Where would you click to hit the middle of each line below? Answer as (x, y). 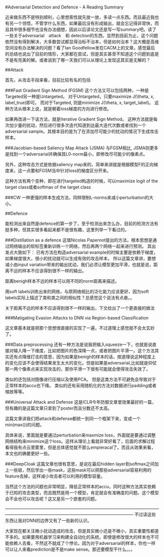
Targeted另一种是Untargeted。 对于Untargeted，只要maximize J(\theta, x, (80, 97)
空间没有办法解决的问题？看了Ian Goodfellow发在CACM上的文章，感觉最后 (80, 48)
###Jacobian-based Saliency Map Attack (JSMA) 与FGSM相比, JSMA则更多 (82, 148)
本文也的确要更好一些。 (29, 453)
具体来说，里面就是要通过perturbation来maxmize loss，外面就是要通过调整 (81, 435)
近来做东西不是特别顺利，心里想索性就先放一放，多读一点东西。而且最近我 (80, 17)
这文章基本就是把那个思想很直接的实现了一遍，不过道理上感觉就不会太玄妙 (80, 328)
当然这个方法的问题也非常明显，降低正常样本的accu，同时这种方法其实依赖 (81, 486)
